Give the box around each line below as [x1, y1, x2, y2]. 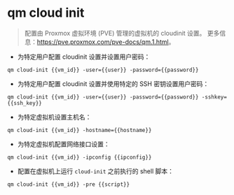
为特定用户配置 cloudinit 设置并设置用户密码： [17, 52, 151, 61]
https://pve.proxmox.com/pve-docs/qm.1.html [36, 37, 170, 46]
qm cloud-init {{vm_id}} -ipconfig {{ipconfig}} [7, 154, 152, 161]
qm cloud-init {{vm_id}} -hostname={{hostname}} [7, 127, 152, 133]
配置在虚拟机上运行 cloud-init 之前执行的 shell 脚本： [17, 166, 174, 175]
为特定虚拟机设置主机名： [17, 113, 92, 121]
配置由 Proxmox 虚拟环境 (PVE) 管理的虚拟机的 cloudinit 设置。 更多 [24, 29, 220, 37]
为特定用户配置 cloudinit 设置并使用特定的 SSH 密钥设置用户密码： [17, 79, 209, 88]
